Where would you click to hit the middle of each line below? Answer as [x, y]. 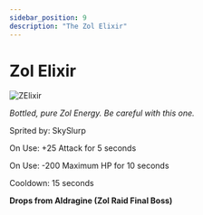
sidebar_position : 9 [48, 18]
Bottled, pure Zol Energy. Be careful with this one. [102, 113]
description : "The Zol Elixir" [68, 26]
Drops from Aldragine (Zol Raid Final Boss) [91, 201]
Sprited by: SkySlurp [48, 131]
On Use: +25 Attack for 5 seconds [73, 148]
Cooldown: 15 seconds [52, 183]
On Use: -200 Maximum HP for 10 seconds [89, 166]
